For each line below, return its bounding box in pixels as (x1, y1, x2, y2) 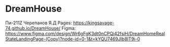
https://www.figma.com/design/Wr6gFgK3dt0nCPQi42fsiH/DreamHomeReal (5, 30, 165, 36)
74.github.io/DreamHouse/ (5, 25, 61, 31)
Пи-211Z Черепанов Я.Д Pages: (5, 20, 73, 26)
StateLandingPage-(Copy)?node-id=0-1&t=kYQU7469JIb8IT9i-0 (5, 36, 141, 42)
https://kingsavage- (73, 20, 115, 26)
